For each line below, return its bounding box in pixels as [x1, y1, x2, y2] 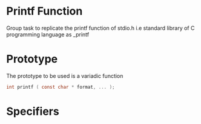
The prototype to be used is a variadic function [6, 72, 124, 80]
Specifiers [6, 105, 59, 118]
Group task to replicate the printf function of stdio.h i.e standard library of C [6, 24, 195, 32]
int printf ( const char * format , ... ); [6, 84, 115, 90]
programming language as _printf [6, 30, 90, 38]
